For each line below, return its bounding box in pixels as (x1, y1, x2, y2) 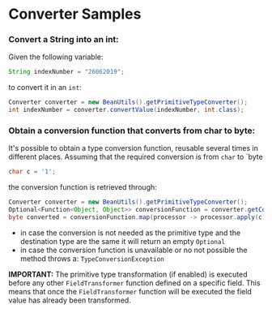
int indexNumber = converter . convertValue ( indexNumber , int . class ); (8, 106, 244, 114)
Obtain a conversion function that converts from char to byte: (8, 125, 256, 136)
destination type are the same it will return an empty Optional (19, 236, 225, 246)
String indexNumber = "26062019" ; (8, 68, 125, 76)
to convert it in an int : (8, 83, 83, 92)
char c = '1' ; (8, 168, 57, 176)
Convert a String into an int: (8, 34, 119, 45)
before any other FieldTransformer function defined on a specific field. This (8, 277, 261, 288)
